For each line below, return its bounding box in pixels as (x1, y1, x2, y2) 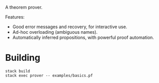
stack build (5, 68, 30, 73)
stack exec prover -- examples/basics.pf (5, 73, 93, 78)
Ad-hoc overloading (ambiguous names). (12, 29, 98, 35)
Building (5, 52, 41, 63)
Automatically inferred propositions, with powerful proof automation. (12, 35, 154, 40)
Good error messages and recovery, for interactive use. (12, 24, 127, 30)
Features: (5, 14, 25, 20)
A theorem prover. (5, 5, 43, 10)
